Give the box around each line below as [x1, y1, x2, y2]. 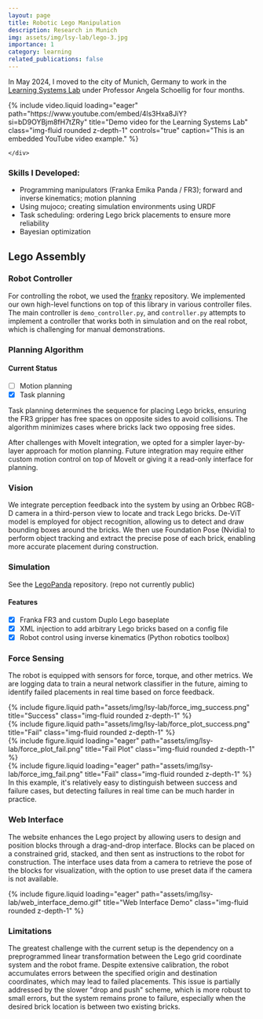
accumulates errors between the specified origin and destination [8, 968, 217, 977]
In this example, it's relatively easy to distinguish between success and [8, 778, 238, 787]
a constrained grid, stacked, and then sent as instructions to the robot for [8, 848, 245, 858]
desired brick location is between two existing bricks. [8, 1002, 181, 1011]
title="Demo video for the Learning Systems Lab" [89, 117, 249, 127]
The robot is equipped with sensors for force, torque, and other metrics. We [8, 671, 254, 680]
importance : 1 [8, 41, 55, 49]
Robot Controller [8, 273, 73, 284]
